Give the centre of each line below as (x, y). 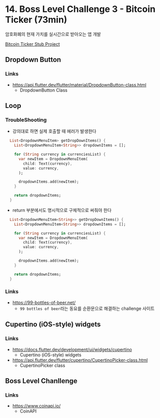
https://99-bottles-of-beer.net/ (44, 303)
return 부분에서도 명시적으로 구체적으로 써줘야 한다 (62, 210)
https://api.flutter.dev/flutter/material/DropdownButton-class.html (79, 85)
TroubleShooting (26, 119)
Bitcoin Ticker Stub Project (33, 44)
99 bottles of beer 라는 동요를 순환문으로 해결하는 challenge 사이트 (87, 308)
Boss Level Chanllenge (41, 381)
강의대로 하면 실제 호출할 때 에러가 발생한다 (54, 131)
